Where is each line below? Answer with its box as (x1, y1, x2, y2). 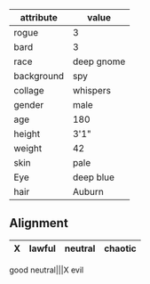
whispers (72, 85, 111, 96)
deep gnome (72, 55, 126, 68)
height (13, 128, 41, 140)
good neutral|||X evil (9, 264, 84, 275)
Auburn (72, 186, 104, 198)
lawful (28, 242, 56, 255)
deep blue (72, 171, 115, 183)
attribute (20, 12, 58, 23)
